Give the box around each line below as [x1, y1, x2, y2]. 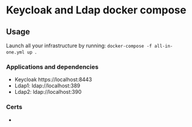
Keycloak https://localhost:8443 [14, 76, 92, 83]
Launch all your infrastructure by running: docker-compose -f [6, 42, 152, 49]
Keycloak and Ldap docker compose [6, 3, 187, 17]
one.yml [6, 50, 25, 55]
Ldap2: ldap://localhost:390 [14, 89, 82, 96]
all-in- [154, 43, 173, 49]
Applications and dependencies [6, 62, 99, 70]
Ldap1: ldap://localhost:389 [14, 82, 81, 89]
